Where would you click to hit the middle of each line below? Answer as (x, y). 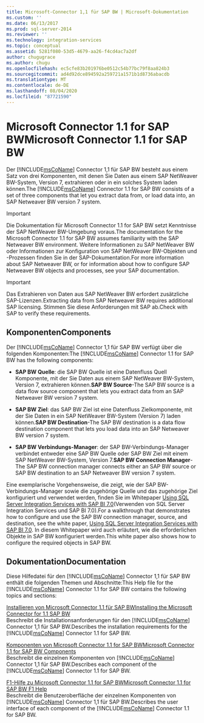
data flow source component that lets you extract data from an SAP (99, 391)
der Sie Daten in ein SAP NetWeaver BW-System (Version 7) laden (98, 416)
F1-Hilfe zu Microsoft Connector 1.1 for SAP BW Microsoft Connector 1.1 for (99, 683)
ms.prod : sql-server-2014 (39, 29)
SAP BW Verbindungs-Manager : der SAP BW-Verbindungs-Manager (102, 447)
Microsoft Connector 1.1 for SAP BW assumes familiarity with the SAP (93, 238)
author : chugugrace (31, 57)
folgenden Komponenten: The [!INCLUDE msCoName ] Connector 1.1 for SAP (100, 354)
